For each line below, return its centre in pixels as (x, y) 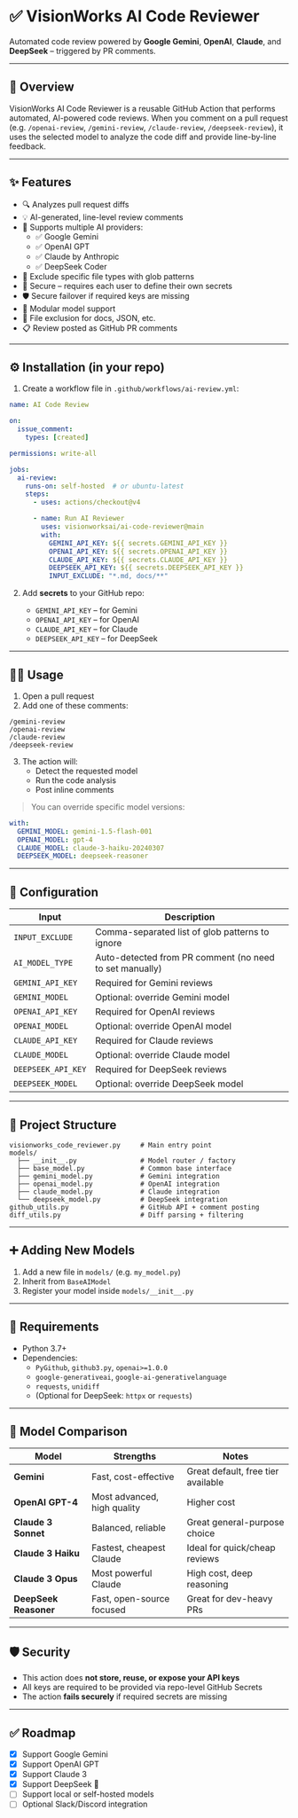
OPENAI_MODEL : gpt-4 (55, 840)
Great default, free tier (233, 1471)
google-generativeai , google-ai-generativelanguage (131, 1376)
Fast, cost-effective (133, 1477)
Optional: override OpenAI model (163, 1026)
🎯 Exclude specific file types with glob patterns (108, 276)
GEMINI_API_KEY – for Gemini (86, 610)
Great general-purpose (235, 1523)
